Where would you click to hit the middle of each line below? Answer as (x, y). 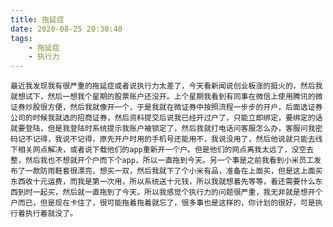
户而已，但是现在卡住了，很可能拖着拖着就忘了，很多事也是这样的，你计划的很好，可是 (163, 203)
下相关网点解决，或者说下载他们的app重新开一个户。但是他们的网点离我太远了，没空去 (162, 150)
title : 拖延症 (37, 19)
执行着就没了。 (51, 214)
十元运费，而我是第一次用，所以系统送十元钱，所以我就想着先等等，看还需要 (166, 182)
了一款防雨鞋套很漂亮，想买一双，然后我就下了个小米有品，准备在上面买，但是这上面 (166, 171)
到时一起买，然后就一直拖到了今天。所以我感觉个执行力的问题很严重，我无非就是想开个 (170, 192)
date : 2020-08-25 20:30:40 (66, 29)
